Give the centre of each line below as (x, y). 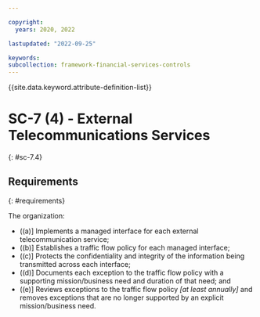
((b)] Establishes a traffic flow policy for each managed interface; (125, 247)
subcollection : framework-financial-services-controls (99, 65)
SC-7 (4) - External (70, 119)
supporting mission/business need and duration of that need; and (125, 281)
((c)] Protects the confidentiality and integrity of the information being (132, 256)
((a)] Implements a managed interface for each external (109, 231)
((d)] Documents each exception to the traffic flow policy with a (122, 272)
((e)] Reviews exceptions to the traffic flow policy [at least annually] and (136, 289)
